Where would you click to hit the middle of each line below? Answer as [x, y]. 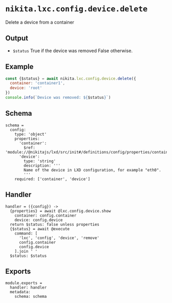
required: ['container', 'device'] [52, 179]
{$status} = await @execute [40, 229]
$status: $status [28, 256]
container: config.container [46, 215]
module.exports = [24, 283]
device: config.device [39, 220]
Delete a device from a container [40, 22]
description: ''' [42, 165]
